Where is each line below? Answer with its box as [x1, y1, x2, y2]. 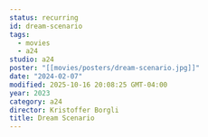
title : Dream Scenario [9, 114, 95, 123]
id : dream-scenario [9, 22, 83, 31]
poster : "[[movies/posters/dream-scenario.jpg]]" [9, 64, 201, 73]
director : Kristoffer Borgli [9, 105, 119, 114]
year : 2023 [9, 88, 51, 97]
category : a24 [9, 96, 63, 106]
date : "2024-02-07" [9, 72, 83, 81]
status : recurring [9, 13, 79, 23]
